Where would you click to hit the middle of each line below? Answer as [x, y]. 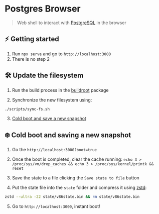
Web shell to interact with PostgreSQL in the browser [71, 23]
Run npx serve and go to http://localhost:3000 [61, 54]
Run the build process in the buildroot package [60, 90]
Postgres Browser [43, 9]
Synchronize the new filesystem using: [52, 100]
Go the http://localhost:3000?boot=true [54, 150]
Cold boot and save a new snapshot [49, 119]
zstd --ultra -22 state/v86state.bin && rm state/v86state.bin [72, 197]
